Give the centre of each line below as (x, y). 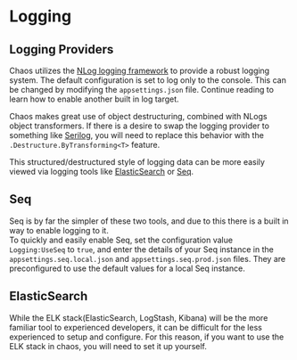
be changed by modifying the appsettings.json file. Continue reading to (142, 90)
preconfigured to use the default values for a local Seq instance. (127, 268)
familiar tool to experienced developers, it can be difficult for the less (136, 327)
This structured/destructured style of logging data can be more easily (137, 162)
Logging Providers (62, 49)
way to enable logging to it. (59, 230)
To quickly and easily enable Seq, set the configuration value (121, 240)
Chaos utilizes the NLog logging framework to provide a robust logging (140, 70)
